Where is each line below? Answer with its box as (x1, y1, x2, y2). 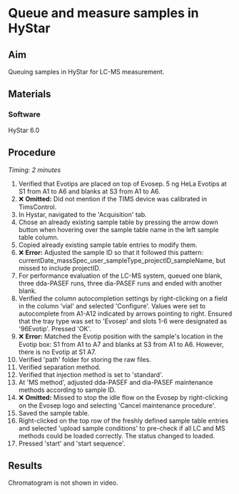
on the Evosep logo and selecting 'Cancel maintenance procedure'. (18, 401, 216, 410)
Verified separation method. (18, 363, 101, 371)
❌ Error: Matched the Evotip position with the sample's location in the (18, 332, 223, 341)
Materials (8, 88, 51, 101)
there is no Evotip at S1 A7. (18, 348, 97, 356)
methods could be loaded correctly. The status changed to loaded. (18, 431, 215, 440)
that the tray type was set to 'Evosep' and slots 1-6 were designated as (18, 316, 228, 326)
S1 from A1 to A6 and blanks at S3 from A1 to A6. (18, 187, 161, 196)
